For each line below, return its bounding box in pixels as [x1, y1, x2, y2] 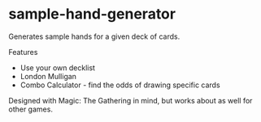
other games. [8, 104, 53, 114]
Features [8, 47, 38, 57]
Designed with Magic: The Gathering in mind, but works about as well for [8, 95, 253, 105]
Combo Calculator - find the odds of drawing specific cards [20, 80, 221, 90]
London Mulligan [20, 71, 77, 81]
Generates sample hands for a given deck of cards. [8, 32, 181, 41]
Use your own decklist [20, 62, 96, 73]
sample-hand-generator [8, 5, 176, 23]
